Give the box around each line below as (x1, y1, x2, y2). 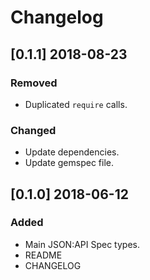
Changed (10, 123, 57, 137)
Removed (10, 76, 58, 90)
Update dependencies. (24, 146, 120, 158)
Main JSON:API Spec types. (24, 238, 140, 250)
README (24, 249, 63, 261)
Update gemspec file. (24, 157, 114, 169)
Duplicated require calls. (24, 98, 128, 110)
